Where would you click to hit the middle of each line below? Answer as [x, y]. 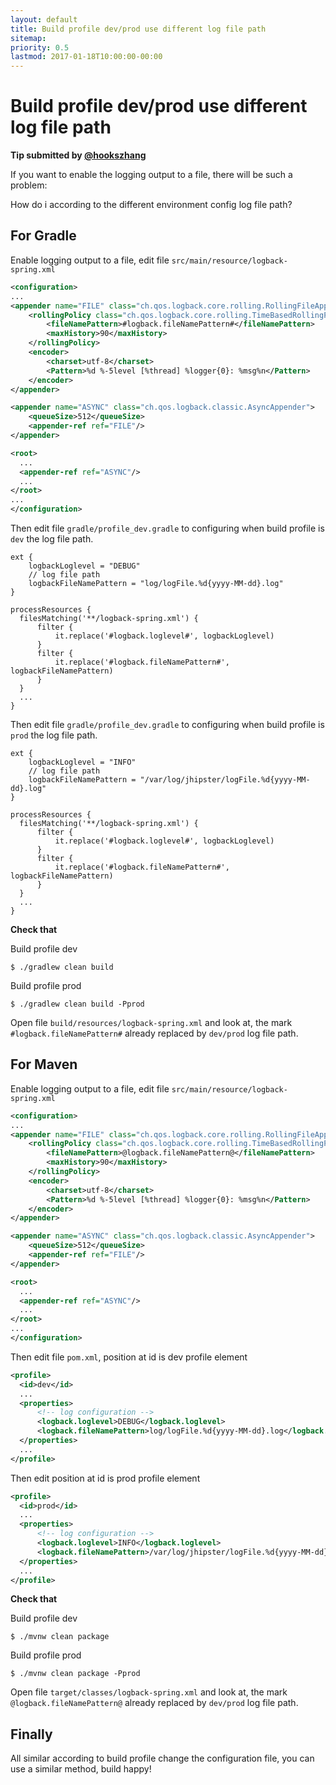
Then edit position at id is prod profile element [105, 1478]
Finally [31, 1734]
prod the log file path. [54, 735]
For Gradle [43, 236]
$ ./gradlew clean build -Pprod [77, 1004]
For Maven [44, 1064]
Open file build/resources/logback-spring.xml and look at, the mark [151, 1022]
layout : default [44, 19]
